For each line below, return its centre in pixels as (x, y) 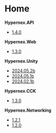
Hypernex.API (19, 22)
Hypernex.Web (20, 42)
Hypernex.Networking (28, 110)
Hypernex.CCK (20, 91)
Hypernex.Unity (21, 61)
